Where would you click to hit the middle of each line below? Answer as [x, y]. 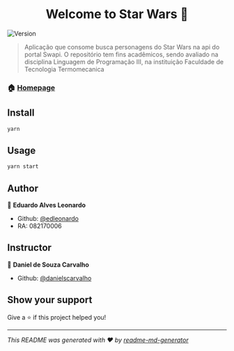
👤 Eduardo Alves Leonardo [46, 205]
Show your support [50, 300]
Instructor [30, 248]
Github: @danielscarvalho [54, 278]
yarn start [23, 166]
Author [23, 188]
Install [21, 113]
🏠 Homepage [31, 88]
